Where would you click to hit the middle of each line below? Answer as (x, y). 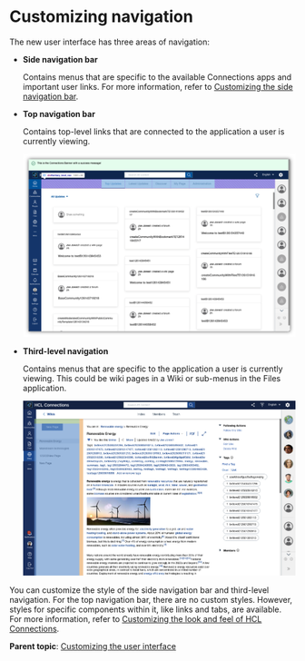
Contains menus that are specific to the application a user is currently (152, 369)
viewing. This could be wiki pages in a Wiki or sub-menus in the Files (152, 379)
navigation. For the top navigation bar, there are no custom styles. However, (151, 599)
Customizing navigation (101, 17)
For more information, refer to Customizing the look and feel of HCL (136, 618)
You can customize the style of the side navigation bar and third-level (139, 590)
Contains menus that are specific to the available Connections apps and (157, 77)
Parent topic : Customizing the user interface (93, 646)
